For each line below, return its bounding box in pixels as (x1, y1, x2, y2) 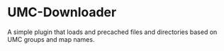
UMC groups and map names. (7, 35, 95, 43)
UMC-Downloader (7, 4, 117, 21)
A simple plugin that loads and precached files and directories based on (7, 28, 218, 36)
